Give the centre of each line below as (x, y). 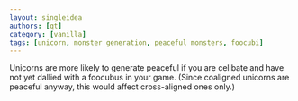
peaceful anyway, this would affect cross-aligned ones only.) (122, 87)
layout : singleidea (46, 17)
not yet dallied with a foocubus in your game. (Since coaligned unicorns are (149, 78)
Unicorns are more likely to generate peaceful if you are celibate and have (147, 68)
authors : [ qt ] (36, 26)
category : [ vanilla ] (48, 34)
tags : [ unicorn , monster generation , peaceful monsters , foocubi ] (136, 42)
